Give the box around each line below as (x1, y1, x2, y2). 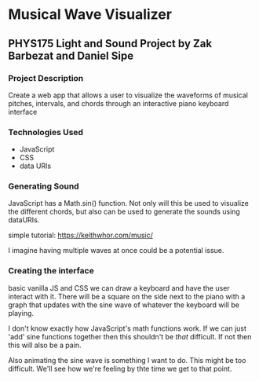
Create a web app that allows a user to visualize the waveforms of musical (8, 90, 249, 100)
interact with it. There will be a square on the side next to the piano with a (8, 291, 246, 301)
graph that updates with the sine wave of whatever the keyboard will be (8, 300, 239, 310)
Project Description (8, 72, 84, 83)
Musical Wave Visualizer (8, 5, 173, 24)
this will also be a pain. (8, 340, 82, 350)
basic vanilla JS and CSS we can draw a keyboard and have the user (8, 283, 230, 292)
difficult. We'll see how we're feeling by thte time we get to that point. (8, 364, 232, 373)
